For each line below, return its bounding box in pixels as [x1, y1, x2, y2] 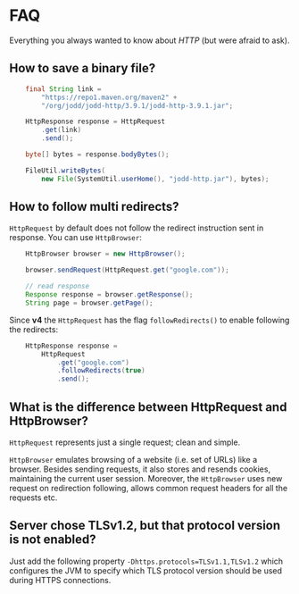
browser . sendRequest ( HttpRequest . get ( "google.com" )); [25, 265, 229, 275]
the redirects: [9, 323, 59, 335]
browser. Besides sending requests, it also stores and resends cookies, [9, 464, 270, 474]
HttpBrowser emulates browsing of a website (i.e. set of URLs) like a [9, 455, 258, 464]
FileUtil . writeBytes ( [25, 166, 105, 175]
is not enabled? [9, 532, 96, 548]
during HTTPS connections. [9, 574, 112, 585]
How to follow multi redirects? [9, 199, 180, 214]
